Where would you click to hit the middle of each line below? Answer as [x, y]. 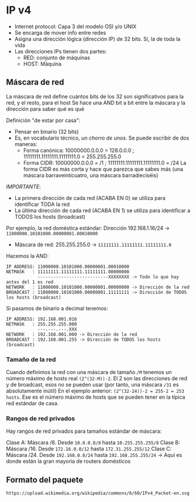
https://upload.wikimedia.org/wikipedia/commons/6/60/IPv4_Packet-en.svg [98, 493]
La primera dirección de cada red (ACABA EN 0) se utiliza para [90, 198]
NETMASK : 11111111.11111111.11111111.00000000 [68, 272]
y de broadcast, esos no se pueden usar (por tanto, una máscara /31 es [92, 385]
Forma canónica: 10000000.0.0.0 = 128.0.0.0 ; [79, 150]
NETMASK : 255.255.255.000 [42, 324]
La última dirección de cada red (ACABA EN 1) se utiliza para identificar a [102, 210]
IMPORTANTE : [23, 186]
